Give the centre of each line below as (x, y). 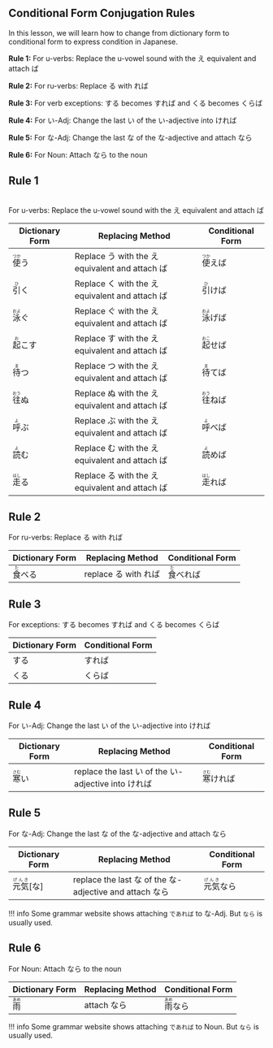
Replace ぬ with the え (117, 393)
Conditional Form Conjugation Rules (102, 13)
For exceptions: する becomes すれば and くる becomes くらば (114, 625)
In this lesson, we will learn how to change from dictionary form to (119, 32)
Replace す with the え (117, 338)
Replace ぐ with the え (117, 310)
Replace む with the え (117, 448)
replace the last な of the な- (128, 879)
